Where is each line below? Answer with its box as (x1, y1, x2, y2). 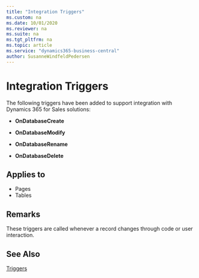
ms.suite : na (6, 31, 39, 37)
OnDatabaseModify (14, 128, 66, 136)
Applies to (6, 169, 46, 180)
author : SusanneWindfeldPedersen (6, 53, 90, 59)
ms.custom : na (6, 14, 42, 20)
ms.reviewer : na (6, 25, 47, 32)
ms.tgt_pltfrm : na (6, 37, 52, 43)
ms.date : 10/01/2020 (6, 20, 58, 26)
